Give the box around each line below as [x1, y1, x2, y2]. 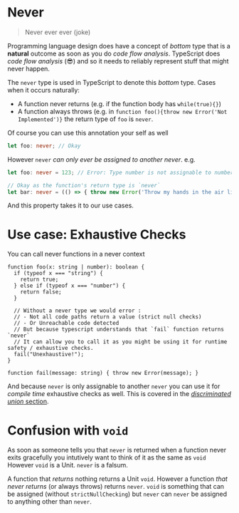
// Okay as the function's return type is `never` [7, 182, 161, 189]
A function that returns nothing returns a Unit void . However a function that [7, 475, 228, 483]
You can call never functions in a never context [7, 250, 145, 259]
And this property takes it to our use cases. [7, 201, 134, 210]
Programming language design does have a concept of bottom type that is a [7, 41, 231, 50]
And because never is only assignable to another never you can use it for [7, 382, 221, 390]
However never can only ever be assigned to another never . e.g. [7, 155, 196, 164]
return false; [20, 289, 62, 296]
